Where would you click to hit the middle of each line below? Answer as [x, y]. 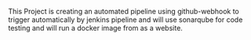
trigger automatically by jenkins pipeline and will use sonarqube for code [125, 20]
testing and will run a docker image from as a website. [95, 28]
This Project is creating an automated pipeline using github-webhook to [124, 11]
